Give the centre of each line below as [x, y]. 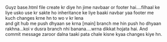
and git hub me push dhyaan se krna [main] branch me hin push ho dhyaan [83, 23]
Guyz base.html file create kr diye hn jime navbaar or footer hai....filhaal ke [82, 7]
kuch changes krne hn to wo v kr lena [44, 18]
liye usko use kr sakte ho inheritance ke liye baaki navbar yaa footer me [79, 13]
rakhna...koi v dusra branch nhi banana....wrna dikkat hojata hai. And [76, 29]
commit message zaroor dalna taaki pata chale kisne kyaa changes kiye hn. [84, 34]
